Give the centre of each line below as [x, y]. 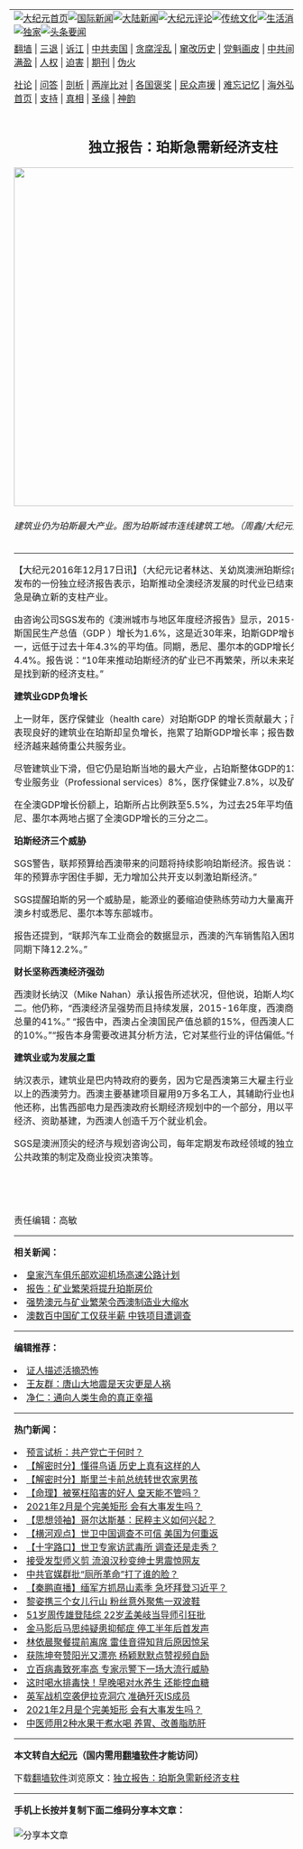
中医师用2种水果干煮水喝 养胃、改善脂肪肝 [116, 1723]
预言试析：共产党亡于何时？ [85, 1452]
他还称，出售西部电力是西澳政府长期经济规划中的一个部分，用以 [150, 1107]
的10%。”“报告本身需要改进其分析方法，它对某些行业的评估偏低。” [152, 1035]
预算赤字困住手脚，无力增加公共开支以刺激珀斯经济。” [145, 877]
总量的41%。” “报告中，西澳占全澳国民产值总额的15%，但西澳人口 [155, 1022]
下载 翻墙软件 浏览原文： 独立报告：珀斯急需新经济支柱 [127, 1779]
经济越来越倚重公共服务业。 [73, 746]
